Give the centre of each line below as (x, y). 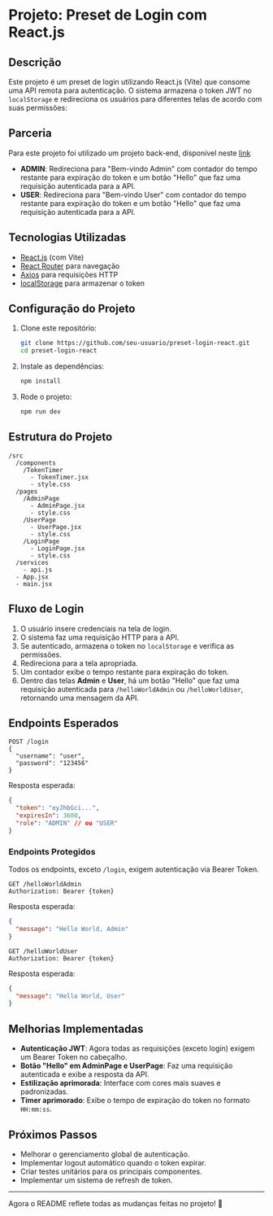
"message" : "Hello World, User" (71, 996)
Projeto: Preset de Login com (108, 15)
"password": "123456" (52, 763)
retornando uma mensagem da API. (80, 698)
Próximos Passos (53, 1134)
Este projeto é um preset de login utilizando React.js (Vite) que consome (129, 82)
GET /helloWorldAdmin (45, 885)
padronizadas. (44, 1091)
